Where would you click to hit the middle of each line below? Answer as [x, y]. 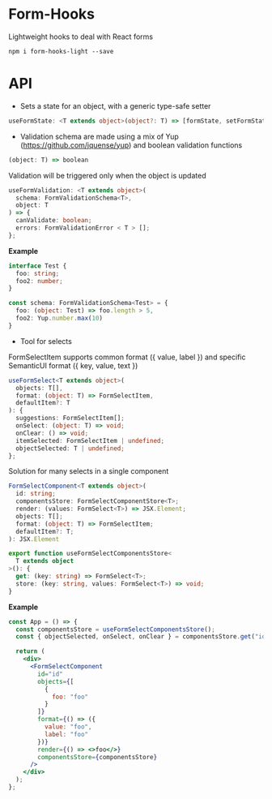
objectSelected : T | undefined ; [70, 448]
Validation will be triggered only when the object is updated [107, 175]
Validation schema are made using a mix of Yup [100, 136]
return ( [30, 651]
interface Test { [38, 266]
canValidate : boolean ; [54, 221]
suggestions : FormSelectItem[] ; [70, 419]
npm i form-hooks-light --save [61, 51]
